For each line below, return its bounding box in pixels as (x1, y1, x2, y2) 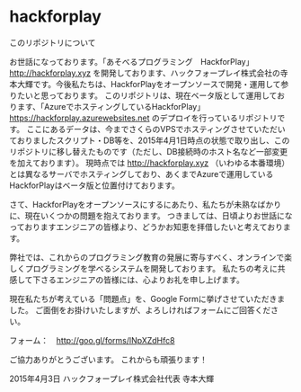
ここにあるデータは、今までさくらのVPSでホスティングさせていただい (26, 123, 286, 134)
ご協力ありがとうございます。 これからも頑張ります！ (9, 353, 208, 365)
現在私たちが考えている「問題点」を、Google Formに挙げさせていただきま (9, 293, 286, 304)
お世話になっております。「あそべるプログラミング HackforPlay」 (9, 56, 254, 67)
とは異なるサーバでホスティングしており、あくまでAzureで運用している (9, 168, 274, 179)
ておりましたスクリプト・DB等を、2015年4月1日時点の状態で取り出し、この (9, 135, 290, 146)
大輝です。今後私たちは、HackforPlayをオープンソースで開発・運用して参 (16, 78, 289, 89)
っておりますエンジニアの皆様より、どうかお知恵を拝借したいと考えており (9, 221, 283, 232)
